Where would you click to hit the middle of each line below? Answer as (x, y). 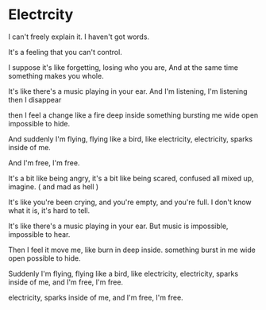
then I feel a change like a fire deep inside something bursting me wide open (133, 115)
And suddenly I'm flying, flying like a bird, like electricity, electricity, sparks (131, 139)
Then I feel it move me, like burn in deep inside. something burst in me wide (132, 250)
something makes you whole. (56, 76)
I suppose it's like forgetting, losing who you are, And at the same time (123, 67)
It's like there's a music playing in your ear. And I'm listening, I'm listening (128, 91)
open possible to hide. (44, 258)
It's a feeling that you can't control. (66, 52)
